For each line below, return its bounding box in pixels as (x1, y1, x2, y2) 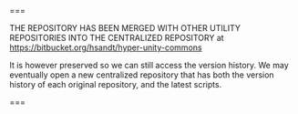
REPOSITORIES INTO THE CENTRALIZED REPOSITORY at (9, 33, 225, 43)
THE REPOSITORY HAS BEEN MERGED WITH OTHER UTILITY (9, 23, 241, 33)
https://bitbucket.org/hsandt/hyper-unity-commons (9, 42, 202, 53)
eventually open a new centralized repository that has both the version (9, 69, 275, 80)
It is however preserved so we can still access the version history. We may (9, 60, 289, 70)
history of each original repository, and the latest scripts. (9, 79, 222, 89)
